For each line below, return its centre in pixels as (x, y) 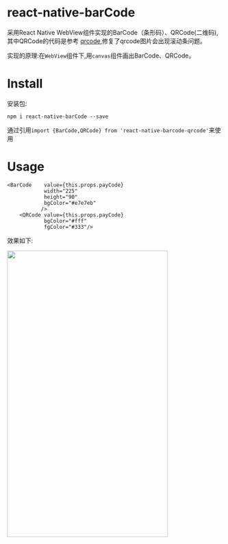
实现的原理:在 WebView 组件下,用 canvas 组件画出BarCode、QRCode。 (101, 55)
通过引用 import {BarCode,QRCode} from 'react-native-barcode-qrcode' (108, 130)
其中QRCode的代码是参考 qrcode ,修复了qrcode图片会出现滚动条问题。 (107, 41)
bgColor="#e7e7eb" (70, 203)
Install (25, 84)
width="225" (61, 191)
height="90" (61, 197)
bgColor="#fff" (65, 221)
